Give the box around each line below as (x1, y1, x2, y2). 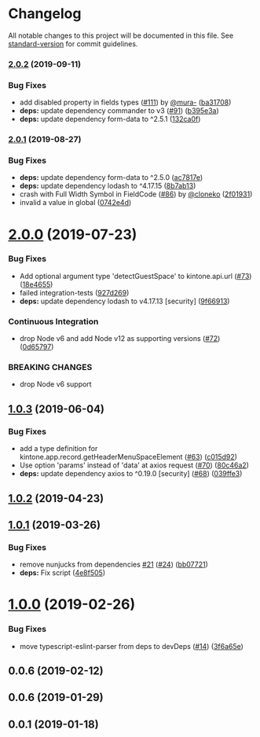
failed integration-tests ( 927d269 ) (19, 288, 130, 297)
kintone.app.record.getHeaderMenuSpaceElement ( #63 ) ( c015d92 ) (19, 453, 238, 462)
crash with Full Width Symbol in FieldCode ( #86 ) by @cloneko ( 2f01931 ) (19, 189, 253, 199)
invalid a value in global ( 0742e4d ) (19, 198, 132, 207)
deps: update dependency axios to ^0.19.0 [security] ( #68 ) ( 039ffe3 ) (19, 469, 243, 478)
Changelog (8, 5, 82, 23)
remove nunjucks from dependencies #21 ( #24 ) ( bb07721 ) (19, 559, 208, 570)
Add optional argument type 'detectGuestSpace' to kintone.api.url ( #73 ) (19, 271, 252, 280)
